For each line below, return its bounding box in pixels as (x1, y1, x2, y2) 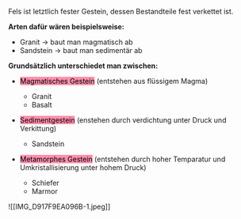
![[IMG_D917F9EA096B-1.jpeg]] (8, 202, 111, 211)
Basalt (31, 100, 53, 109)
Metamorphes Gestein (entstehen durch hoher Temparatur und (19, 154, 226, 164)
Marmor (31, 187, 58, 196)
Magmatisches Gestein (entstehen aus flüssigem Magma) (19, 77, 208, 85)
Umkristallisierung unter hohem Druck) (19, 163, 147, 172)
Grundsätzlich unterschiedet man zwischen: (8, 61, 159, 70)
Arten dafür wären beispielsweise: (8, 22, 124, 31)
